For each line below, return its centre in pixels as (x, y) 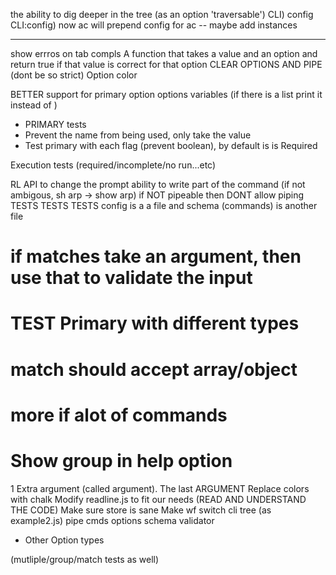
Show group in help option (121, 460)
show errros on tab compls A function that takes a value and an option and (164, 53)
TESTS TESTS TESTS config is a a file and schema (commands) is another (164, 205)
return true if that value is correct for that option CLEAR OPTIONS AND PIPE (166, 64)
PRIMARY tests (55, 124)
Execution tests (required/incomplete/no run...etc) (113, 165)
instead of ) (34, 105)
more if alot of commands (119, 415)
